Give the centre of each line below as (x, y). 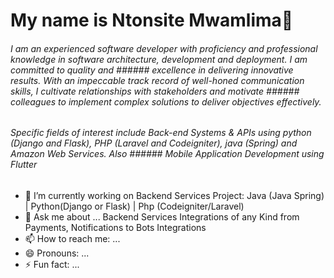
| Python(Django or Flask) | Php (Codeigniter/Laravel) (134, 206)
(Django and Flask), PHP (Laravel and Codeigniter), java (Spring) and (154, 143)
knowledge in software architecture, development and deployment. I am (159, 59)
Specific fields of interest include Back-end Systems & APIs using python (161, 133)
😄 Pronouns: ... (57, 253)
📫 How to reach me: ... (72, 238)
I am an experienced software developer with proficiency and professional (164, 48)
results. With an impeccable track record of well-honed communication (157, 80)
